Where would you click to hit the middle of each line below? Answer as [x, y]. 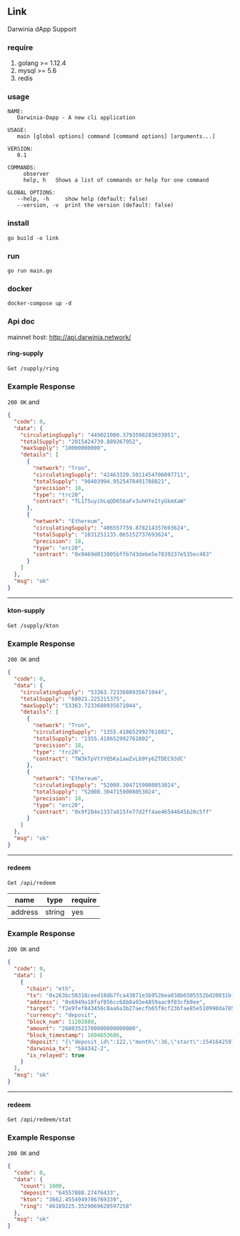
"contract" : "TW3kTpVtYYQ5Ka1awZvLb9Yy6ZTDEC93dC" [110, 759]
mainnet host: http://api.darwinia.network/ [69, 337]
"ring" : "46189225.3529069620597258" [76, 1206]
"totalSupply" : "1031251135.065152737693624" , [104, 534]
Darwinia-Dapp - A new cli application [76, 118]
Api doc [21, 322]
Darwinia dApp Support [42, 29]
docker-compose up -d [40, 304]
